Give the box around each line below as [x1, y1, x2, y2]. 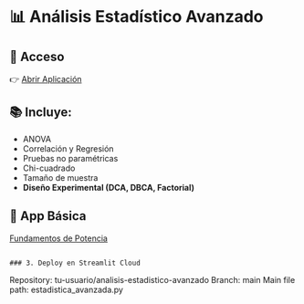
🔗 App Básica [9, 208, 87, 224]
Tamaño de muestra [22, 172, 99, 183]
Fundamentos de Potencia [9, 233, 108, 244]
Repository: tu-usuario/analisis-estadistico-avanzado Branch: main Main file [9, 274, 296, 285]
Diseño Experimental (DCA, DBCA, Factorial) [22, 182, 194, 193]
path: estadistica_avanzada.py [9, 284, 123, 295]
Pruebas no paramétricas [22, 152, 119, 163]
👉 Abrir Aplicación [9, 74, 82, 84]
